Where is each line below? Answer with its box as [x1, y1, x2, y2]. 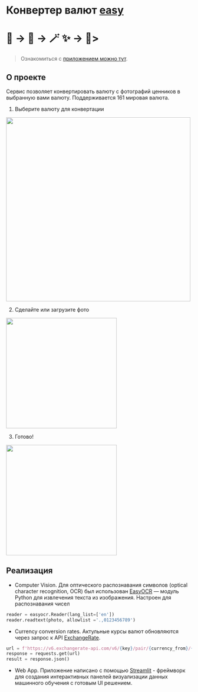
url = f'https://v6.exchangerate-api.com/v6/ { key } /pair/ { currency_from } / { [6, 645, 194, 651]
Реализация [6, 566, 53, 576]
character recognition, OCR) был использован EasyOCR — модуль [14, 587, 179, 595]
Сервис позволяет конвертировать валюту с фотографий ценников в [6, 88, 181, 95]
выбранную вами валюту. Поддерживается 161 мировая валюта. [6, 94, 170, 101]
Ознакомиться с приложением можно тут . [20, 55, 128, 62]
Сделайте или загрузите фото [14, 306, 90, 313]
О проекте [6, 72, 46, 82]
